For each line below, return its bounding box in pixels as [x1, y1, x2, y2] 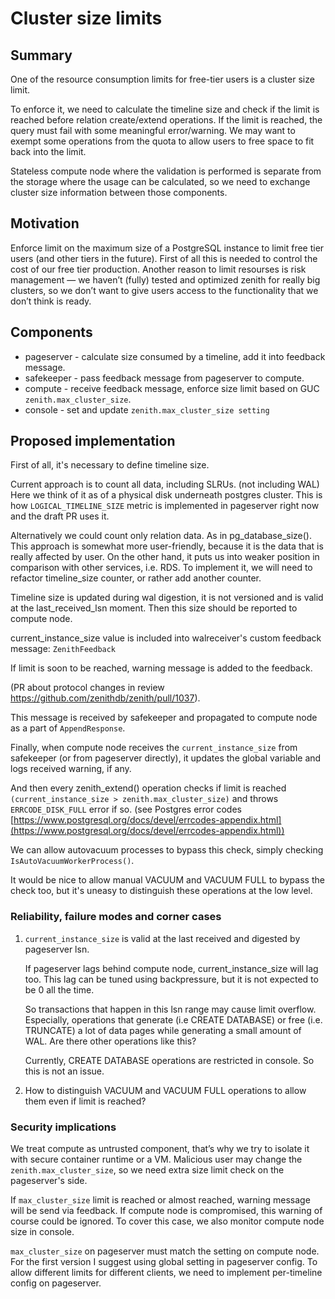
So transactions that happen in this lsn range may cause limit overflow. [24, 1003, 317, 1015]
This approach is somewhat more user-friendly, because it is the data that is [10, 540, 324, 552]
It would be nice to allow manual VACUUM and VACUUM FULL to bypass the [10, 874, 325, 886]
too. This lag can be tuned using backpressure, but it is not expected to [24, 973, 319, 985]
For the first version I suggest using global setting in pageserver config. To [10, 1256, 318, 1268]
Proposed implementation [10, 433, 176, 450]
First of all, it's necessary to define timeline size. [10, 459, 210, 471]
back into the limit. [10, 146, 87, 157]
